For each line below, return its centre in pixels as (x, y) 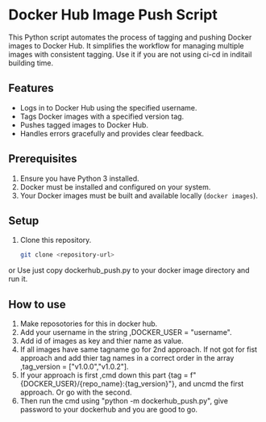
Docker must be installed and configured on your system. (115, 186)
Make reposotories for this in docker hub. (89, 324)
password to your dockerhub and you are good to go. (109, 410)
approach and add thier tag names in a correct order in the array (127, 358)
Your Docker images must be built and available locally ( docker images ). (139, 195)
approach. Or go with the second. (76, 392)
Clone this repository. (56, 240)
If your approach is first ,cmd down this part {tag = (104, 375)
